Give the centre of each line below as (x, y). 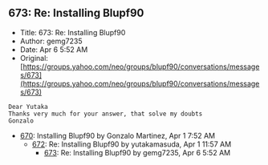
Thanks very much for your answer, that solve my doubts (106, 114)
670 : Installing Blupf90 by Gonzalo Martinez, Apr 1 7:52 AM (117, 135)
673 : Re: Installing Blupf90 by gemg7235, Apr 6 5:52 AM (137, 152)
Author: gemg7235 (51, 41)
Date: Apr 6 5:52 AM (54, 49)
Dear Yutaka (28, 107)
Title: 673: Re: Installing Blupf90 (73, 32)
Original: (34, 58)
